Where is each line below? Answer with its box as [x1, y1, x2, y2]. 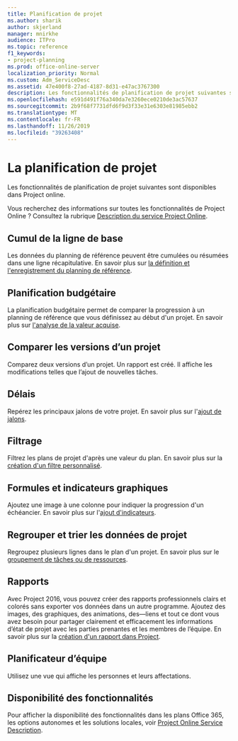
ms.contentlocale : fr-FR [7, 116, 81, 123]
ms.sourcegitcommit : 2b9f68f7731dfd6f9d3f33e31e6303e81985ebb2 [7, 103, 198, 110]
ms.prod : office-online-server [7, 63, 100, 70]
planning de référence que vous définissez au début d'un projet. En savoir [7, 313, 223, 321]
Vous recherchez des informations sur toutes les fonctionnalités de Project [7, 204, 225, 213]
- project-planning [7, 57, 65, 64]
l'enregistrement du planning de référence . [7, 267, 132, 275]
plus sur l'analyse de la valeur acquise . [7, 321, 121, 329]
